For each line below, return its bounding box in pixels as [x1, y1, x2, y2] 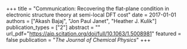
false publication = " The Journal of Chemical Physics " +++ [6, 37, 151, 43]
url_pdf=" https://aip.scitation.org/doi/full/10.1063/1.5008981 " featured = [6, 30, 182, 37]
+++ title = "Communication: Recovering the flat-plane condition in [6, 5, 169, 12]
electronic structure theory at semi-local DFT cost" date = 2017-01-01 [6, 11, 176, 18]
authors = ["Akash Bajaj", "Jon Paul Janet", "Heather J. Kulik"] [6, 18, 157, 24]
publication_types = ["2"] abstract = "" [6, 24, 101, 31]
